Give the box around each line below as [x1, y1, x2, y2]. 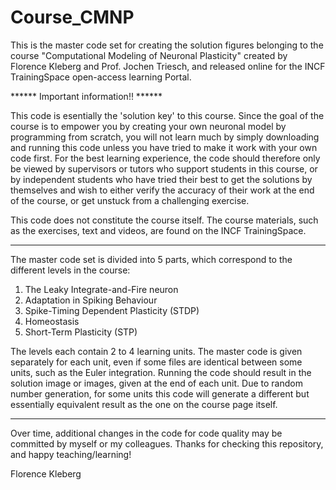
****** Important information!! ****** [10, 90, 163, 102]
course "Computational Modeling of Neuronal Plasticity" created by [10, 49, 288, 61]
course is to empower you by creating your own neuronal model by [10, 120, 287, 132]
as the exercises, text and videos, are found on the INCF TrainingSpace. [10, 224, 307, 236]
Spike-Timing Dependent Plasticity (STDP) [24, 304, 200, 316]
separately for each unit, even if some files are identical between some [10, 356, 303, 368]
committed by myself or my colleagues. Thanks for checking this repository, [10, 437, 324, 450]
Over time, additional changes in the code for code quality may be [10, 427, 283, 439]
